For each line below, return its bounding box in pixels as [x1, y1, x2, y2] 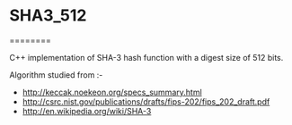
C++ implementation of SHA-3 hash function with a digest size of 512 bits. [9, 52, 284, 62]
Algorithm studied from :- [9, 69, 103, 80]
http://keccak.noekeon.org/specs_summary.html [22, 87, 202, 97]
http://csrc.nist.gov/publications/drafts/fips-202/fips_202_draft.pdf [22, 96, 270, 107]
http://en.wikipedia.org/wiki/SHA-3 [22, 105, 152, 116]
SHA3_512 [9, 5, 87, 26]
